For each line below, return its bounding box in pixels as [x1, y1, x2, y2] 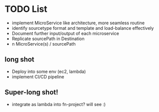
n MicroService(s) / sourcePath [11, 41, 76, 47]
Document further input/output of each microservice [11, 30, 119, 36]
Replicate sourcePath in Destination [11, 36, 85, 42]
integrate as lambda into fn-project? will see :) [11, 101, 106, 107]
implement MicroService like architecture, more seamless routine [11, 20, 145, 26]
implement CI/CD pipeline [11, 73, 65, 80]
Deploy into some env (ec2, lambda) [11, 68, 86, 74]
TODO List [4, 3, 48, 15]
